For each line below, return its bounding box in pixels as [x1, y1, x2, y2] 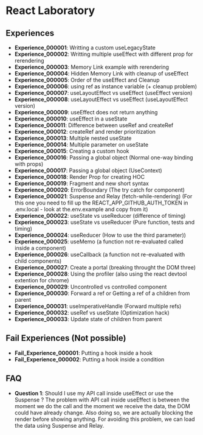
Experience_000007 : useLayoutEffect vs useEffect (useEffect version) [14, 89, 193, 96]
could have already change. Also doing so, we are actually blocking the [14, 409, 193, 416]
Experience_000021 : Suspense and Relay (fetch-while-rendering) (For [14, 193, 193, 200]
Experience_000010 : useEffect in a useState [14, 115, 128, 122]
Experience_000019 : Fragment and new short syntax [14, 180, 150, 187]
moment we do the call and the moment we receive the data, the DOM [14, 402, 191, 409]
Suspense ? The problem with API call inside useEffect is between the [14, 396, 190, 403]
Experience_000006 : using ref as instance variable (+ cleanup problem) [14, 83, 198, 90]
